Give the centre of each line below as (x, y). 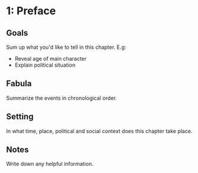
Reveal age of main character (51, 59)
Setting (20, 117)
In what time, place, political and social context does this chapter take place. (99, 131)
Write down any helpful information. (50, 164)
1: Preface (31, 11)
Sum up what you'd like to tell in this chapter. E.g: (66, 47)
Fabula (19, 84)
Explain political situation (45, 65)
